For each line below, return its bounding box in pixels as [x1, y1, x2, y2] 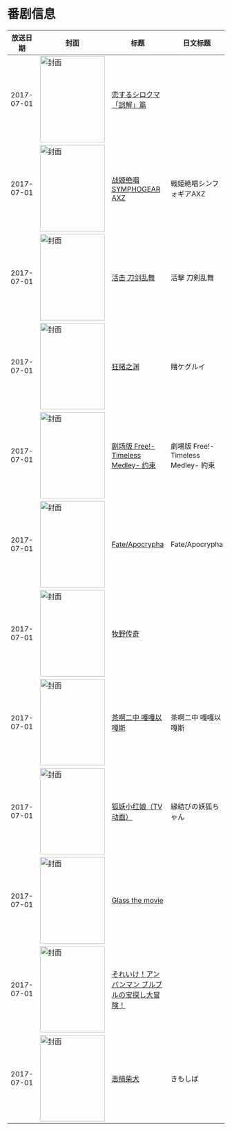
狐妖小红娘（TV [111, 801, 163, 811]
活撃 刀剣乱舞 [170, 272, 215, 282]
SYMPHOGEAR [111, 184, 161, 194]
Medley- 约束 [111, 460, 157, 470]
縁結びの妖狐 [170, 801, 213, 811]
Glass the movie [111, 895, 164, 905]
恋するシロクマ [111, 89, 160, 99]
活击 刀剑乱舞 [111, 272, 155, 282]
